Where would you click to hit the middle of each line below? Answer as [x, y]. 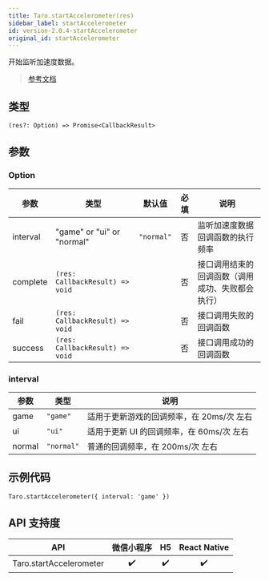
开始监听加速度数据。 [43, 62]
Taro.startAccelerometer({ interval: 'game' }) [89, 496]
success [28, 348]
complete [30, 281]
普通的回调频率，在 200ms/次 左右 [152, 447]
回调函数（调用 [226, 276]
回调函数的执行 [226, 237]
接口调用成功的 [226, 342]
